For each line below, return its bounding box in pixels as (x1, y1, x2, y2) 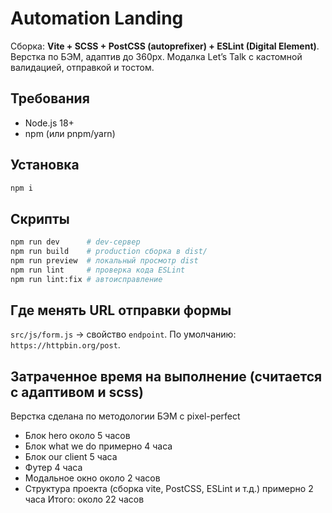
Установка (10, 157, 80, 174)
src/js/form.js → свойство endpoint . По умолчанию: (10, 328, 237, 341)
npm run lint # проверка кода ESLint (10, 265, 186, 275)
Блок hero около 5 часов (24, 430, 131, 442)
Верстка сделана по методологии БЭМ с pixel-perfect (10, 410, 241, 422)
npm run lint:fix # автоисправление (10, 274, 163, 284)
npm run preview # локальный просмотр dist (10, 256, 199, 266)
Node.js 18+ (24, 117, 75, 129)
